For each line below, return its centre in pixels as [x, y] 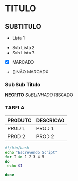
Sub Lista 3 [23, 53]
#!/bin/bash [17, 148]
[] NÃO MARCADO [31, 72]
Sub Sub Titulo [23, 84]
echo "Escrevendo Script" [31, 152]
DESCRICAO [50, 120]
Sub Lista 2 [23, 47]
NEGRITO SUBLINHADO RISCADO [39, 95]
